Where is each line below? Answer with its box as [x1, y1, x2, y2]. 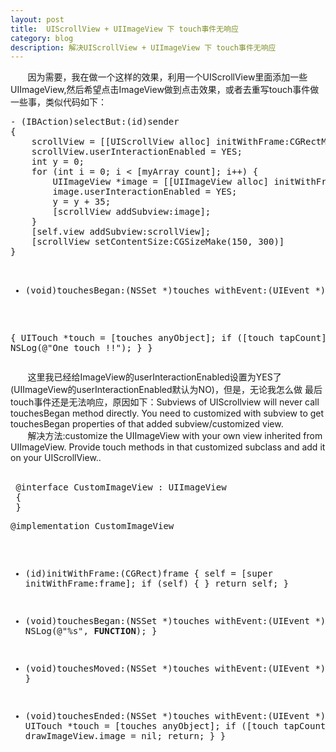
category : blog [10, 33, 74, 43]
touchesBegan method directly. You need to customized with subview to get [10, 407, 325, 420]
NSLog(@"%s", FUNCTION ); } [24, 626, 158, 637]
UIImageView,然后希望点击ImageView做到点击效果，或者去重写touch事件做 [10, 84, 320, 96]
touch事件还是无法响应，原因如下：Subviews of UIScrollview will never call [10, 396, 320, 408]
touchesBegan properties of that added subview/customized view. [10, 418, 284, 430]
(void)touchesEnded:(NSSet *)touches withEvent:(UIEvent [24, 711, 310, 722]
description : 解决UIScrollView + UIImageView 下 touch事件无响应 [10, 42, 277, 53]
